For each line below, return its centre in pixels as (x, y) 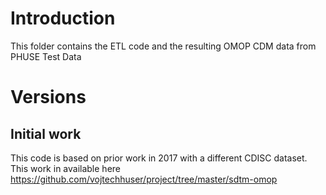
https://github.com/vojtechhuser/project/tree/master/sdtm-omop (144, 179)
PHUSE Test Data (46, 56)
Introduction (63, 18)
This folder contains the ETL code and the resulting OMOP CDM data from (163, 46)
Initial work (46, 133)
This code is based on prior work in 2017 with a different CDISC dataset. (159, 158)
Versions (48, 97)
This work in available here (66, 168)
